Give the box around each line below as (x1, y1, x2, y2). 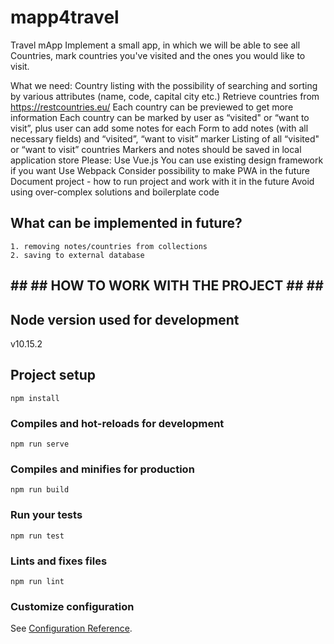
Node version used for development (10, 311, 240, 328)
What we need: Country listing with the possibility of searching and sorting (10, 79, 318, 91)
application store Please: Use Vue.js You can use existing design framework (10, 154, 324, 166)
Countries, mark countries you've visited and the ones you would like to (10, 49, 306, 61)
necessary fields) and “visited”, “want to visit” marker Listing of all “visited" (10, 132, 320, 145)
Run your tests (10, 508, 83, 522)
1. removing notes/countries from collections (10, 241, 208, 251)
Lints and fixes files (10, 554, 108, 568)
